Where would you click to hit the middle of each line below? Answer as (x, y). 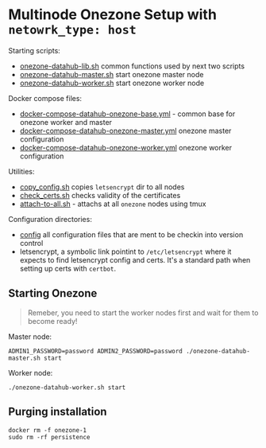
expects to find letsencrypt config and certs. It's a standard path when (135, 259)
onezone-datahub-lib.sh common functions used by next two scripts (132, 66)
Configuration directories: (50, 219)
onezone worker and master (66, 122)
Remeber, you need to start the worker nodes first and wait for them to (143, 313)
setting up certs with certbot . (68, 268)
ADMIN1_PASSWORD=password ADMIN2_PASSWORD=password (95, 351)
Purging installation (58, 412)
